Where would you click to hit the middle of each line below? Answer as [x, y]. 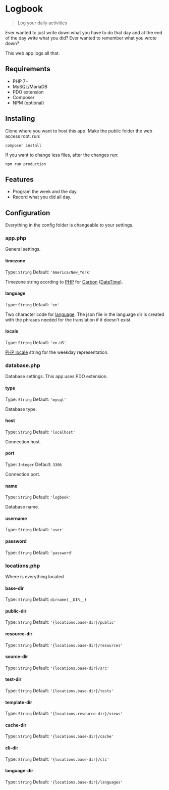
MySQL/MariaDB [30, 86]
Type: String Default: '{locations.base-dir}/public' [61, 622]
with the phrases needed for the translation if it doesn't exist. [69, 319]
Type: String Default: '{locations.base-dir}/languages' [64, 782]
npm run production [26, 164]
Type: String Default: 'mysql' [36, 399]
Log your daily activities [42, 23]
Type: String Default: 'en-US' [36, 343]
